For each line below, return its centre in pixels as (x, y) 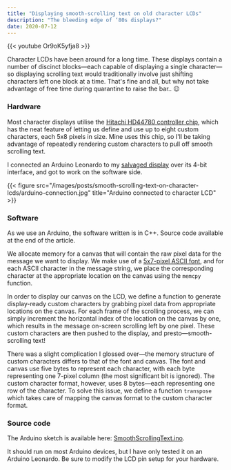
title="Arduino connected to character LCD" (154, 192)
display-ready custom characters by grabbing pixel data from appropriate (111, 303)
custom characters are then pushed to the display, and (85, 333)
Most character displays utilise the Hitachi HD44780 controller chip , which (113, 122)
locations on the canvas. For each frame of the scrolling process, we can (111, 311)
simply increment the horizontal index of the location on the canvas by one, (114, 318)
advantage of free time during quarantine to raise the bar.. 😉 (94, 89)
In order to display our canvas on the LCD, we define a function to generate (114, 296)
